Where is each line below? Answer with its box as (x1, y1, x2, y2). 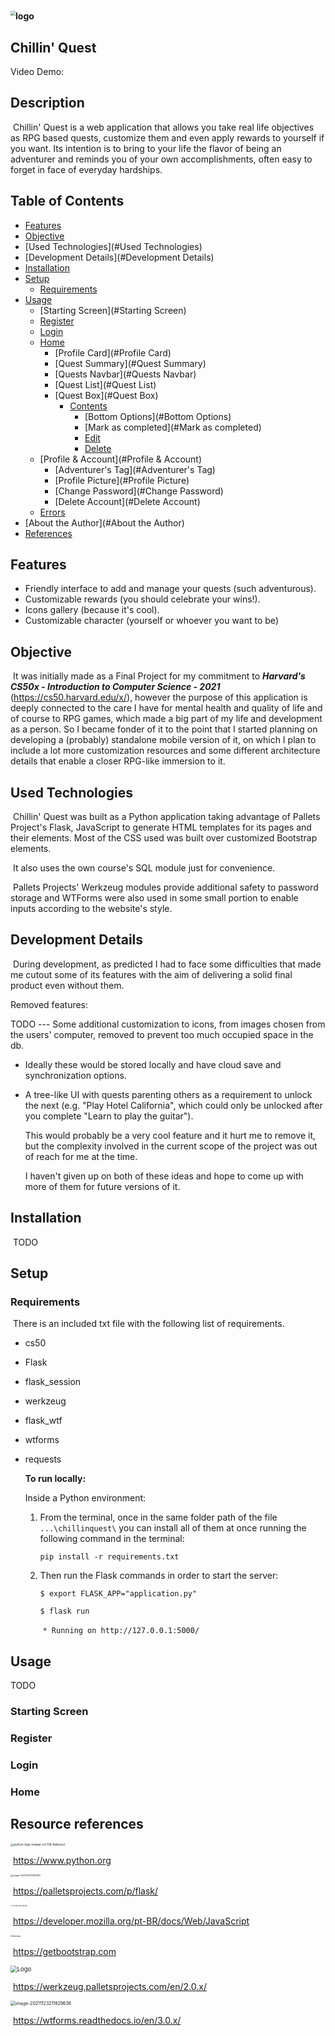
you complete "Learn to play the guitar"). (24, 1110, 194, 1122)
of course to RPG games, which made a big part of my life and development (10, 713, 323, 725)
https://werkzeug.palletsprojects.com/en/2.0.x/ (12, 1980, 207, 1992)
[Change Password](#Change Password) (54, 485, 224, 497)
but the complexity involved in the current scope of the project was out (24, 1140, 318, 1152)
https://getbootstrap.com (12, 1945, 117, 1957)
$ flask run (39, 1606, 90, 1617)
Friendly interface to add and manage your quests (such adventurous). (24, 583, 317, 595)
